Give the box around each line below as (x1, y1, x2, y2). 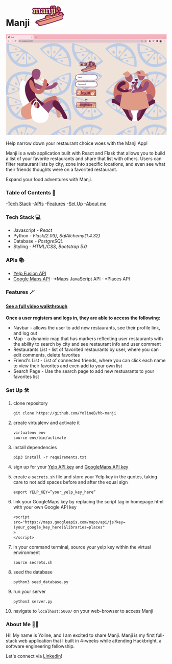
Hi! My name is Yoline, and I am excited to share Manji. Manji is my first (6, 632, 155, 638)
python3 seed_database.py (13, 579, 68, 585)
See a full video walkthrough (6, 303, 68, 309)
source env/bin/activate (13, 435, 66, 440)
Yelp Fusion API (13, 270, 46, 276)
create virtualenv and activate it (13, 419, 80, 426)
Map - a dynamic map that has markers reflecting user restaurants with (13, 335, 163, 342)
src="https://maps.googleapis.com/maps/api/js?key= (13, 519, 126, 525)
